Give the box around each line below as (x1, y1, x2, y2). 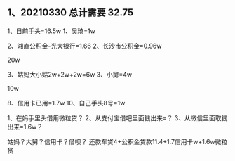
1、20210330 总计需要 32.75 (7, 6, 134, 19)
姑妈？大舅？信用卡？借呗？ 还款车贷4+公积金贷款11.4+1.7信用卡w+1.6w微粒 (7, 137, 228, 146)
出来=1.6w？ (7, 122, 43, 131)
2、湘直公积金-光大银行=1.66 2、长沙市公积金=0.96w (7, 41, 162, 50)
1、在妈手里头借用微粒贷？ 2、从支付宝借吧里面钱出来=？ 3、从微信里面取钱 (7, 113, 228, 122)
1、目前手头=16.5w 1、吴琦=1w (7, 27, 96, 35)
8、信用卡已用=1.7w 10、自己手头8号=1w (7, 98, 126, 107)
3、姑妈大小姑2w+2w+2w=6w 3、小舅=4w (7, 70, 132, 79)
